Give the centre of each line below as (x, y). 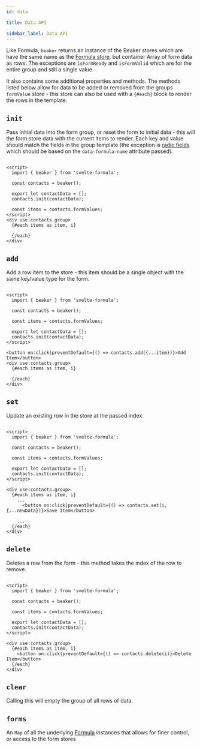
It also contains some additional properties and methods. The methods (93, 81)
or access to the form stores (41, 739)
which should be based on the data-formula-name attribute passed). (90, 151)
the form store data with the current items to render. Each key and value (95, 139)
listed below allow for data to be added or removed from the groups (90, 88)
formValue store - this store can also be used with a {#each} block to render (99, 94)
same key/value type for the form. (48, 279)
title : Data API (26, 22)
